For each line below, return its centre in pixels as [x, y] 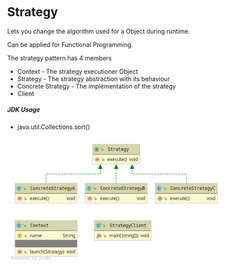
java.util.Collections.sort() [54, 127]
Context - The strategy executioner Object [77, 71]
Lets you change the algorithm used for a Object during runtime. [99, 31]
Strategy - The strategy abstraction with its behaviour [94, 79]
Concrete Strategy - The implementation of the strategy [96, 86]
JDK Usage [24, 109]
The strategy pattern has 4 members [59, 58]
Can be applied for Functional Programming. [70, 44]
